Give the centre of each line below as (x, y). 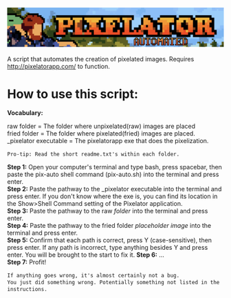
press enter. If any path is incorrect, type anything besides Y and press (108, 248)
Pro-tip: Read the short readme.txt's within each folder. (93, 155)
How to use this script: (73, 94)
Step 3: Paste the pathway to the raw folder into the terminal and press (108, 211)
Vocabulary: (25, 113)
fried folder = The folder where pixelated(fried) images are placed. (101, 134)
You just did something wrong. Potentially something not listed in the (113, 283)
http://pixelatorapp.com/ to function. (58, 66)
